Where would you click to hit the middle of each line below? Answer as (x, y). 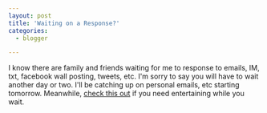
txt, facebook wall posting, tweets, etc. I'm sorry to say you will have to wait (133, 76)
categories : (28, 30)
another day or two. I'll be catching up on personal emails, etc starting (124, 85)
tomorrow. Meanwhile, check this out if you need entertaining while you (126, 94)
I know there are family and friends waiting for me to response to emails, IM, (134, 68)
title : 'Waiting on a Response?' (64, 23)
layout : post (30, 16)
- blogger (32, 38)
